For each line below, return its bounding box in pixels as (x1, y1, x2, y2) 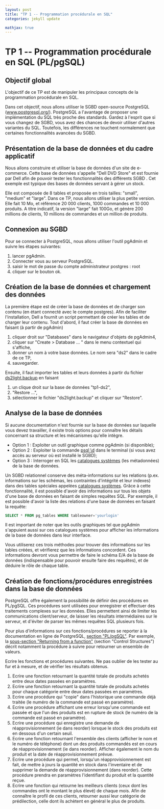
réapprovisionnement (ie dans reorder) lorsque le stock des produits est (12, 725, 158, 731)
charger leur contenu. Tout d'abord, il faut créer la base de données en (5, 319, 148, 325)
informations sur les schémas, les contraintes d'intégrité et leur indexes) (5, 477, 151, 484)
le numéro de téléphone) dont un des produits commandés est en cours (12, 741, 158, 747)
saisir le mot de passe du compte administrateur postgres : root (12, 263, 141, 269)
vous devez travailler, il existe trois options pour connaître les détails (5, 427, 143, 433)
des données (5, 291, 46, 299)
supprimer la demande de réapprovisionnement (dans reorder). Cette (12, 767, 152, 773)
